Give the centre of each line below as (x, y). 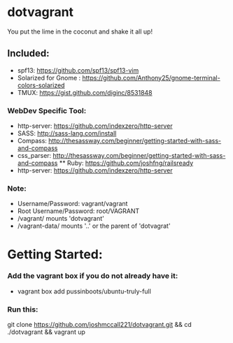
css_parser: (34, 156)
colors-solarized (41, 85)
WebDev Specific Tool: (47, 110)
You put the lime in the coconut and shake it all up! (80, 31)
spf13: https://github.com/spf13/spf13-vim (78, 70)
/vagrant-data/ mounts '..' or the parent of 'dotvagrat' (94, 226)
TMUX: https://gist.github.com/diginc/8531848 (85, 92)
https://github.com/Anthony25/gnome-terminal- (151, 78)
